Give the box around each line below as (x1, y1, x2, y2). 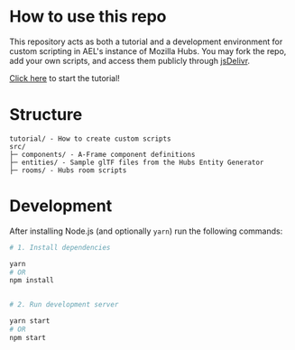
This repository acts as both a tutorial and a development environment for (9, 36, 283, 47)
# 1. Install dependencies (9, 243, 111, 252)
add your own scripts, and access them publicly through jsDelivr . (9, 55, 251, 66)
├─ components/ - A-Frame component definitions (9, 150, 196, 159)
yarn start (9, 317, 51, 326)
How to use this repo (9, 6, 167, 27)
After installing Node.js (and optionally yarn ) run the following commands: (9, 226, 283, 236)
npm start (9, 333, 47, 342)
